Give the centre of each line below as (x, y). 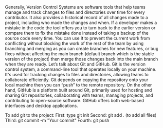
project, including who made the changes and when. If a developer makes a (81, 22)
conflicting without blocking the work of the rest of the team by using (74, 43)
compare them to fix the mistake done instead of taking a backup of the (77, 33)
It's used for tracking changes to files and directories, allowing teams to (77, 75)
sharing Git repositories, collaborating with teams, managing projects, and (79, 95)
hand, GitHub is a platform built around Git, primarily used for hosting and (79, 90)
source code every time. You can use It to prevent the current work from (78, 38)
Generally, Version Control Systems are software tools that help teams (75, 7)
